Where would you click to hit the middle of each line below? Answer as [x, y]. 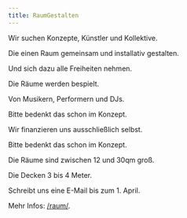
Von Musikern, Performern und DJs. [66, 98]
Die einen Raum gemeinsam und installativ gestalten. [93, 53]
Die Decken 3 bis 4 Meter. [50, 175]
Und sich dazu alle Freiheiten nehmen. [70, 68]
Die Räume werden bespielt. [54, 83]
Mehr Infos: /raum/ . [39, 205]
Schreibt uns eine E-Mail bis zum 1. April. [74, 190]
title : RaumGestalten [44, 15]
